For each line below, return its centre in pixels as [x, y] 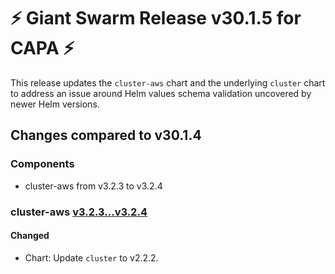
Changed [30, 236]
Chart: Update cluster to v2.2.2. [91, 257]
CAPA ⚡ [42, 48]
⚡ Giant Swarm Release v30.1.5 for [156, 18]
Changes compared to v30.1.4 [106, 135]
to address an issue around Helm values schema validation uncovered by [161, 93]
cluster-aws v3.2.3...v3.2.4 [79, 212]
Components [42, 164]
